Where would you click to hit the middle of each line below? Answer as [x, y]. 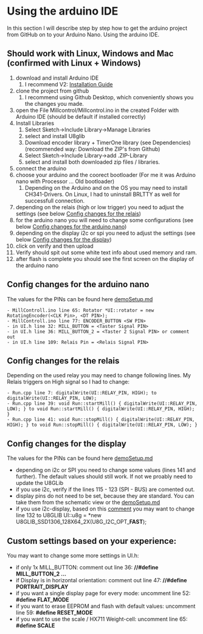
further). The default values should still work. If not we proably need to [104, 476]
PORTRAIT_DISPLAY [42, 587]
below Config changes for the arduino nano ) [71, 226]
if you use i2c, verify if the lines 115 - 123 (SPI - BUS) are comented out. [105, 489]
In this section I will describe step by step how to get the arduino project [97, 28]
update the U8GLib [39, 483]
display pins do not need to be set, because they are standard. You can [105, 496]
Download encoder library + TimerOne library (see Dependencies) [108, 142]
